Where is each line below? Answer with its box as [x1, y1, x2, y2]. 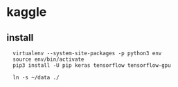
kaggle [6, 4, 47, 20]
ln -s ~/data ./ [12, 74, 60, 81]
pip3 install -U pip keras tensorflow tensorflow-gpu [12, 62, 171, 69]
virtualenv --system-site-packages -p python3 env [12, 50, 162, 57]
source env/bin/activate [12, 56, 84, 63]
